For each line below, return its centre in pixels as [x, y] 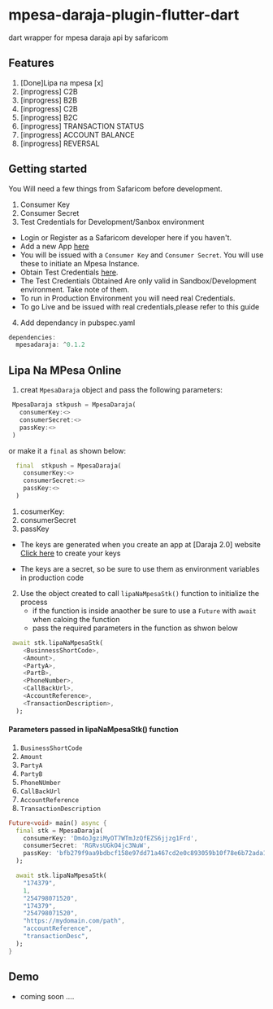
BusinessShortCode [51, 748]
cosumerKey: [42, 511]
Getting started [48, 169]
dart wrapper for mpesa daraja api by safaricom [89, 37]
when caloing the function [76, 619]
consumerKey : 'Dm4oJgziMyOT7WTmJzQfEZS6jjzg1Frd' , [110, 838]
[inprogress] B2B [49, 100]
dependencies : [32, 337]
